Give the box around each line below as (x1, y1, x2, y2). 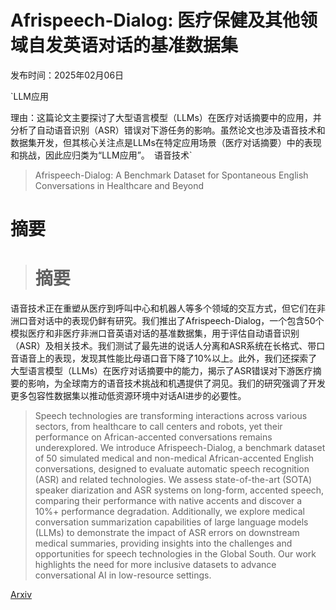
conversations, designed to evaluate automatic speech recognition (34, 463, 310, 475)
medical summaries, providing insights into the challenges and (34, 537, 293, 550)
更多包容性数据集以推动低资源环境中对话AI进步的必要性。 (10, 390, 247, 402)
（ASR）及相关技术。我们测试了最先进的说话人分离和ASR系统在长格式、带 (10, 340, 317, 352)
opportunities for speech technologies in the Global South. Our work (34, 548, 317, 560)
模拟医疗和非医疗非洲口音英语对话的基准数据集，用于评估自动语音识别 (10, 327, 300, 340)
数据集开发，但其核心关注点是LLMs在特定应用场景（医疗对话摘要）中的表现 (10, 136, 322, 148)
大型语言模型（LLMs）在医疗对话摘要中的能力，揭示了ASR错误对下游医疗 (10, 365, 313, 377)
